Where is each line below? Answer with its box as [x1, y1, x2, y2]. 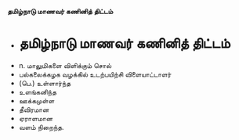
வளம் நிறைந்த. [18, 122, 64, 131]
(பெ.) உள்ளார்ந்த [18, 78, 71, 88]
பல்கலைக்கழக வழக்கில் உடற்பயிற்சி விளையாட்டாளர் [18, 70, 172, 79]
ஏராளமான [18, 113, 53, 123]
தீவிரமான [18, 105, 49, 114]
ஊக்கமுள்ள [18, 95, 55, 105]
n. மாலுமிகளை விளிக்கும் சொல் [18, 60, 112, 70]
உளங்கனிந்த [18, 87, 56, 96]
